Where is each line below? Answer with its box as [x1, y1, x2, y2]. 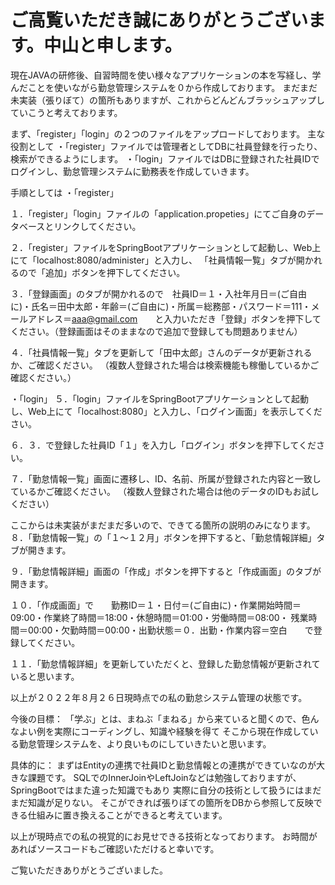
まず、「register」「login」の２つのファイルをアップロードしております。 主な [10, 127, 326, 140]
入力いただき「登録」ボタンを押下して [163, 312, 322, 325]
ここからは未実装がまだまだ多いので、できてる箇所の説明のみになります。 [10, 519, 316, 531]
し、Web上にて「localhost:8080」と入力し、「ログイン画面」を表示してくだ [10, 405, 323, 417]
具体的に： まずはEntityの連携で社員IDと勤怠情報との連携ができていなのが [10, 759, 317, 771]
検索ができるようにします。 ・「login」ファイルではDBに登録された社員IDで [10, 152, 320, 165]
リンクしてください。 [53, 220, 142, 232]
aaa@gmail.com [71, 312, 138, 325]
